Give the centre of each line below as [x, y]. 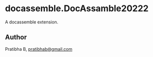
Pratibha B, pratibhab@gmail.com [39, 49]
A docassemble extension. [32, 22]
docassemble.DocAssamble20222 [77, 9]
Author [16, 37]
